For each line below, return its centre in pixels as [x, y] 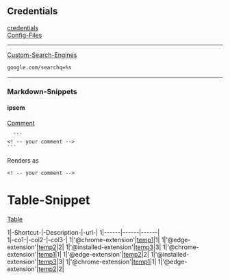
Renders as [23, 160]
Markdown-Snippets [42, 91]
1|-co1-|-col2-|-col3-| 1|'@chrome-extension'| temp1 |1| [84, 240]
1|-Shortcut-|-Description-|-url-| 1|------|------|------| [84, 232]
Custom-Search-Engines [42, 55]
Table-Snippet [49, 200]
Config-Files [25, 35]
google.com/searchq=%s [39, 67]
